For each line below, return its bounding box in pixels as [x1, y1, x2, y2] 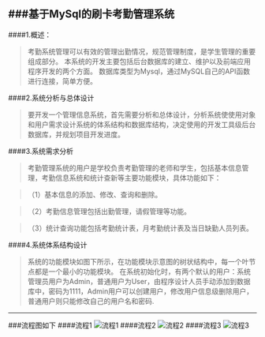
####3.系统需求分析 [8, 146, 73, 155]
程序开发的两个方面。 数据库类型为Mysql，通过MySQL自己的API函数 [27, 66, 251, 76]
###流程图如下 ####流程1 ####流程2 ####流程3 [8, 320, 222, 330]
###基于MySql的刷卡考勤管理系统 [8, 7, 175, 21]
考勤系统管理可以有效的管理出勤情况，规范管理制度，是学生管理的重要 [27, 47, 256, 56]
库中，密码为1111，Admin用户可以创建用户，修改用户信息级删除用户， [27, 286, 254, 296]
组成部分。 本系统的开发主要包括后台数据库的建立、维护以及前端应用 [27, 56, 251, 66]
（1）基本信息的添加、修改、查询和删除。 [27, 189, 162, 199]
